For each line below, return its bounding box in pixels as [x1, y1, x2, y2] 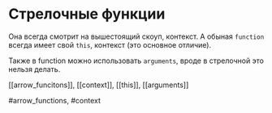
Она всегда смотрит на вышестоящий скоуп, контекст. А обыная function [8, 31, 265, 41]
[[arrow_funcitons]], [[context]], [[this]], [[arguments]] [8, 80, 189, 90]
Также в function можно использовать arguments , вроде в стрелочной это [8, 56, 264, 65]
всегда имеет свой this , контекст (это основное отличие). [8, 40, 212, 49]
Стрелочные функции [8, 5, 166, 23]
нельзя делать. [8, 64, 61, 73]
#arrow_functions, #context [8, 95, 101, 105]
